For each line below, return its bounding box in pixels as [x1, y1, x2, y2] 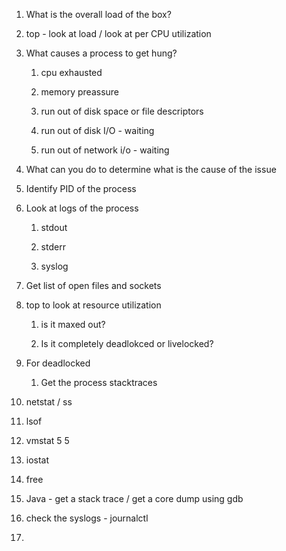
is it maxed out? [40, 319, 106, 330]
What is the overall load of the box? [25, 9, 172, 20]
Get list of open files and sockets [25, 280, 162, 291]
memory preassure [40, 86, 120, 98]
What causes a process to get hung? [25, 47, 178, 59]
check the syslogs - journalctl [25, 512, 149, 524]
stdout [40, 222, 68, 233]
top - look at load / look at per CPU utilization [25, 28, 212, 39]
